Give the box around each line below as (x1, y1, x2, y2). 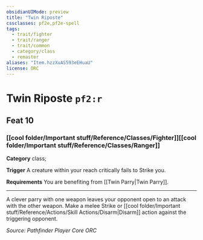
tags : (6, 25, 20, 32)
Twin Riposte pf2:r (6, 92, 103, 105)
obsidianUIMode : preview (6, 8, 69, 15)
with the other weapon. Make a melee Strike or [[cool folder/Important (6, 202, 181, 210)
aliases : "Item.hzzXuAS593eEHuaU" (6, 59, 94, 65)
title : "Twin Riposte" (6, 15, 63, 21)
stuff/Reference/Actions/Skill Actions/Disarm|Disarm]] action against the (6, 208, 187, 216)
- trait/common (11, 43, 50, 49)
